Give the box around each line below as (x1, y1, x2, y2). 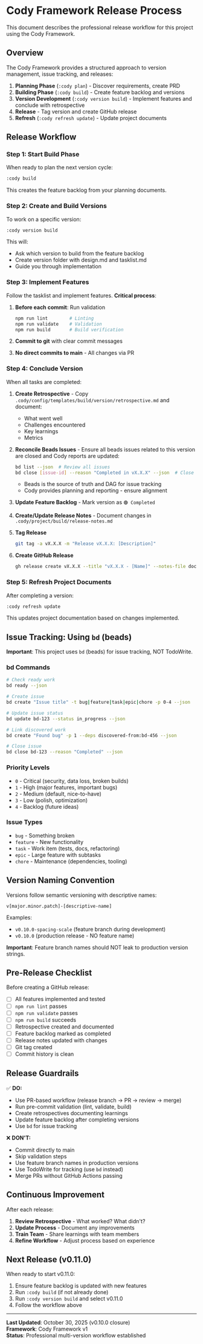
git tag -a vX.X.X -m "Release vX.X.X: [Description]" (14, 541, 156, 547)
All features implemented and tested (14, 996, 106, 1003)
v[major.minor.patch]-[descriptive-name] (6, 903, 112, 909)
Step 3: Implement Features (6, 278, 89, 286)
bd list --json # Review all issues (14, 464, 111, 470)
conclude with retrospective (14, 101, 85, 109)
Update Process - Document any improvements (14, 1224, 135, 1231)
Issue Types (6, 818, 43, 826)
